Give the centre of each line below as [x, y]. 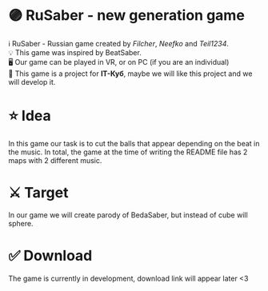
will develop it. [32, 82]
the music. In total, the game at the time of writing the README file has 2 [128, 152]
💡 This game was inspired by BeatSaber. [75, 52]
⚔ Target [38, 193]
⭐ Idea [30, 116]
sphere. [21, 223]
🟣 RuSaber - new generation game [127, 16]
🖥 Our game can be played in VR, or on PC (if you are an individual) [119, 62]
